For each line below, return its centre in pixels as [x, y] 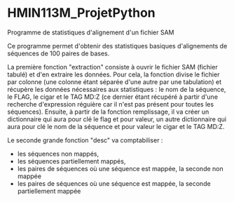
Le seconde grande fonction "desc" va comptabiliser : [85, 140]
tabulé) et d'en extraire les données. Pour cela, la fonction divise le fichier [113, 74]
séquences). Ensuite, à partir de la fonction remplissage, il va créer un [108, 112]
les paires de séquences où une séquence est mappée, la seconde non [121, 168]
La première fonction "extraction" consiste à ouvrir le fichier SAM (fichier [113, 67]
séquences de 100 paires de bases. [58, 53]
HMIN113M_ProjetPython [81, 13]
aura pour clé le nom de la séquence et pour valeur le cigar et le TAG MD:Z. [116, 126]
